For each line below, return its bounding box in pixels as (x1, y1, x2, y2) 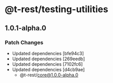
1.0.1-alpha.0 (5, 24, 46, 32)
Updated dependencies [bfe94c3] (12, 50, 84, 56)
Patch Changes (5, 39, 44, 46)
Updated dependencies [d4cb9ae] (12, 66, 85, 72)
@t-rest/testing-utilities (5, 4, 108, 15)
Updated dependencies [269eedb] (12, 56, 85, 62)
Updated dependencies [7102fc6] (12, 61, 83, 67)
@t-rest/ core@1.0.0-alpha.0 (19, 72, 78, 78)
